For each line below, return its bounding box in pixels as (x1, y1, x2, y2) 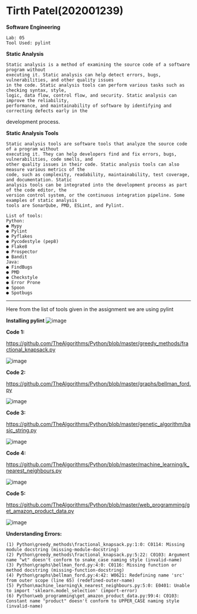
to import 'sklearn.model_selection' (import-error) (6, 588, 138, 593)
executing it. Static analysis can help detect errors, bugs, (6, 72, 161, 77)
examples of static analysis (6, 197, 77, 203)
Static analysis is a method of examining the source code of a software (6, 62, 191, 68)
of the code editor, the (6, 187, 67, 193)
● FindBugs (6, 264, 33, 270)
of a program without (6, 146, 59, 152)
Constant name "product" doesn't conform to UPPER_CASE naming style (6, 598, 180, 604)
